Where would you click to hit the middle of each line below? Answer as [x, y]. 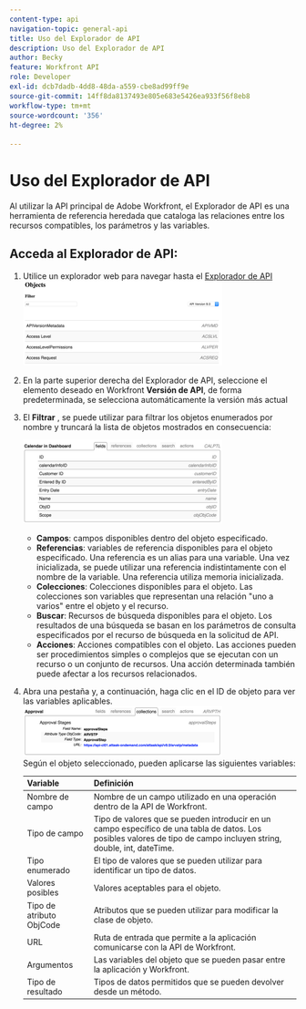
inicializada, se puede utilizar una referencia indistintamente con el [161, 567]
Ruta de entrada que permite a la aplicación [175, 937]
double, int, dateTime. [134, 848]
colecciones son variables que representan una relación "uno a [155, 596]
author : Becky [36, 58]
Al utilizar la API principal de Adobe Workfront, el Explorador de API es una [149, 206]
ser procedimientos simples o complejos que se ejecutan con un [157, 654]
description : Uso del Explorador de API [87, 48]
